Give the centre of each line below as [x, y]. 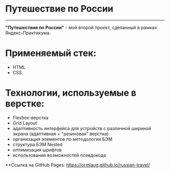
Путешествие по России [59, 9]
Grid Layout [25, 123]
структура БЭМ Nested [37, 144]
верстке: [25, 104]
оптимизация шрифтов [37, 150]
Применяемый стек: [51, 53]
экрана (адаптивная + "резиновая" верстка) [60, 134]
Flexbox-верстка [31, 118]
